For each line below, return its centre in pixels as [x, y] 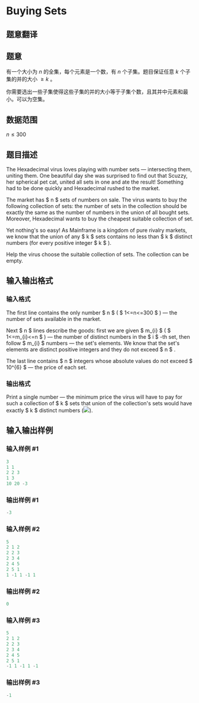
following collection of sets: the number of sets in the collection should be [97, 206]
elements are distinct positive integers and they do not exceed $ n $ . [91, 349]
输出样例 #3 [23, 683]
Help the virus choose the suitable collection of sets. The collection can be [97, 254]
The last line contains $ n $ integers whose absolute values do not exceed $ [99, 361]
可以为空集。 [32, 99]
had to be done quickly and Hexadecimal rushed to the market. [83, 188]
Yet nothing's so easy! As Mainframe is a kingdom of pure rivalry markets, [97, 231]
